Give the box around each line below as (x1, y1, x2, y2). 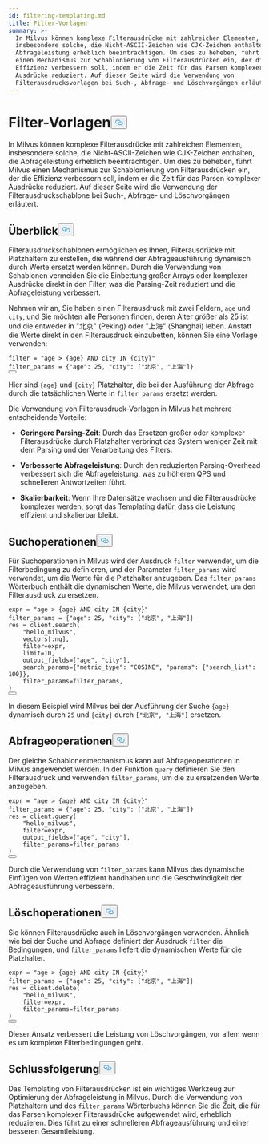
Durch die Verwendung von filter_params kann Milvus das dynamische (8, 864, 245, 874)
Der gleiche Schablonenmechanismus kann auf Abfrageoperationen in (8, 755, 240, 765)
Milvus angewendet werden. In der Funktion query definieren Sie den (8, 764, 235, 774)
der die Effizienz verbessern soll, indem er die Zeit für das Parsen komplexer (8, 174, 261, 183)
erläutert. (8, 199, 38, 209)
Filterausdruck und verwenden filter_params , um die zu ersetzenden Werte (8, 772, 259, 782)
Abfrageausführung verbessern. (8, 881, 114, 891)
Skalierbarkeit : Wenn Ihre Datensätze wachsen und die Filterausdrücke (19, 493, 257, 503)
